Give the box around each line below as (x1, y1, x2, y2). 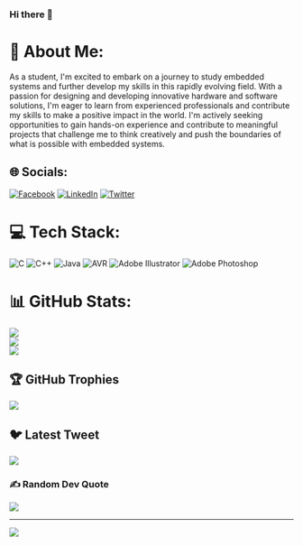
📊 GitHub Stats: (9, 291, 133, 311)
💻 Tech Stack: (9, 221, 121, 242)
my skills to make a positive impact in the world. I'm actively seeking (9, 109, 263, 120)
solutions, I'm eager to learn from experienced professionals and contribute (9, 99, 290, 111)
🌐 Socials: (9, 164, 69, 180)
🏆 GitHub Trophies (9, 372, 120, 387)
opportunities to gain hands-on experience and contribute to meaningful (9, 119, 278, 130)
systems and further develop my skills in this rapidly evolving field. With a (9, 80, 282, 91)
